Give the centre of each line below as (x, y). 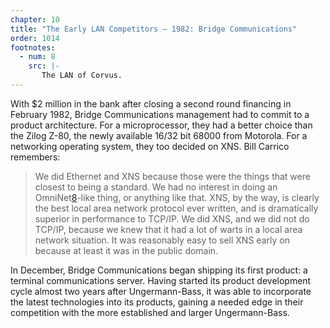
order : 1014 (35, 38)
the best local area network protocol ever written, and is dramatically (176, 208)
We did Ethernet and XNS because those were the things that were (172, 176)
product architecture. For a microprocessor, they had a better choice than (161, 125)
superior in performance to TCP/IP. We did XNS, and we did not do (172, 218)
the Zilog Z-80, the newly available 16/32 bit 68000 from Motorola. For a (159, 135)
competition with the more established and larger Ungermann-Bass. (150, 312)
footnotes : (33, 47)
